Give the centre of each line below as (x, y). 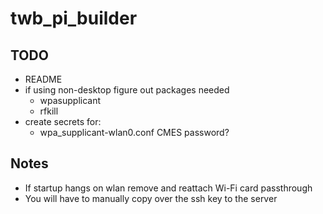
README (43, 79)
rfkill (49, 111)
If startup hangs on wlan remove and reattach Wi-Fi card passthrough (168, 188)
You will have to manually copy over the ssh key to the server (151, 198)
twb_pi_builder (74, 18)
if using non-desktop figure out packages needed (127, 90)
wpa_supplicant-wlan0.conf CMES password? (134, 132)
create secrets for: (63, 121)
